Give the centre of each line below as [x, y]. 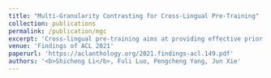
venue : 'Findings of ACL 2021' [61, 46]
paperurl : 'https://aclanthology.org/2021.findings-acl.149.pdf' [121, 54]
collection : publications [52, 24]
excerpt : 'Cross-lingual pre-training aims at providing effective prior [136, 39]
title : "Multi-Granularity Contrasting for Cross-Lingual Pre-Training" [134, 16]
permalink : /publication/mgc [58, 31]
